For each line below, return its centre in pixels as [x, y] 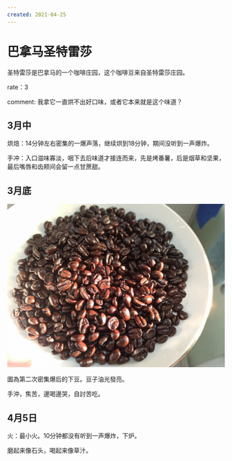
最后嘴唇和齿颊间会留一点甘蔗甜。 [56, 167]
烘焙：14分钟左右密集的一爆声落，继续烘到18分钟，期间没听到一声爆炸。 [110, 143]
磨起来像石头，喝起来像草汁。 [49, 450]
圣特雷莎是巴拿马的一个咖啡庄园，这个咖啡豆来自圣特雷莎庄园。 [98, 72]
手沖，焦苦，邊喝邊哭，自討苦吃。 [56, 394]
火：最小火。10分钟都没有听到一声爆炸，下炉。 [74, 436]
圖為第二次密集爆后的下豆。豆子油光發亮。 [68, 379]
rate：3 [18, 87]
